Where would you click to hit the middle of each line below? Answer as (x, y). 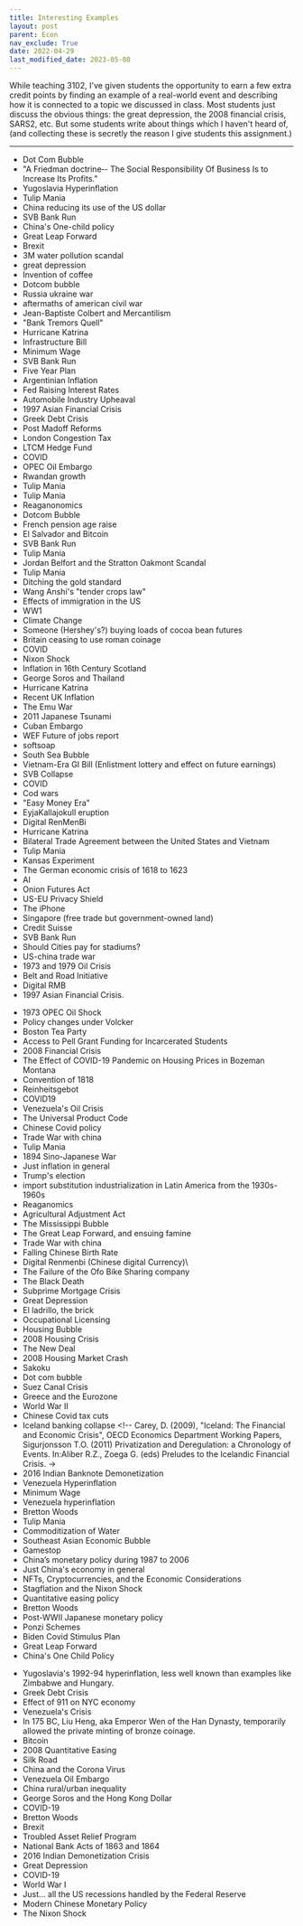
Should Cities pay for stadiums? (82, 947)
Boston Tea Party (55, 1032)
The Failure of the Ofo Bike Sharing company (106, 1272)
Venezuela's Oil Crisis (63, 1109)
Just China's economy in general (83, 1569)
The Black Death (53, 1281)
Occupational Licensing (66, 1320)
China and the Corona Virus (74, 1769)
